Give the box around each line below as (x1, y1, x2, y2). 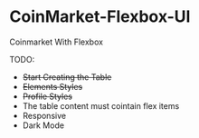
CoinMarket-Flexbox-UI (9, 6, 191, 27)
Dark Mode (22, 120, 65, 131)
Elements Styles (22, 81, 83, 92)
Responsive (22, 110, 66, 121)
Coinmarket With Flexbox (9, 36, 104, 47)
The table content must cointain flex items (22, 100, 180, 111)
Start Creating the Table (22, 71, 112, 83)
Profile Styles (22, 91, 72, 102)
